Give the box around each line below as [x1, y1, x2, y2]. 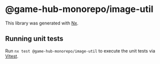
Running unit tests [5, 34, 63, 43]
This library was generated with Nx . [5, 20, 78, 26]
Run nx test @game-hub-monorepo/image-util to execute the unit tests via [5, 47, 155, 53]
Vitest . [5, 53, 18, 59]
